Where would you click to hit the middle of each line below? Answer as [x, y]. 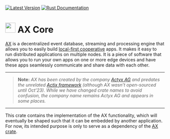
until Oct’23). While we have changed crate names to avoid [80, 90]
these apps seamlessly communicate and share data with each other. [77, 65]
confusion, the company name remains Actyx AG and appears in [85, 95]
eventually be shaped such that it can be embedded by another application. [84, 120]
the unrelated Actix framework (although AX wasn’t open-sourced [87, 85]
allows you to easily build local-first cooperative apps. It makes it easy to [81, 49]
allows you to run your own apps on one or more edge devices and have [80, 59]
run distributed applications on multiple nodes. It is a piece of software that [83, 54]
